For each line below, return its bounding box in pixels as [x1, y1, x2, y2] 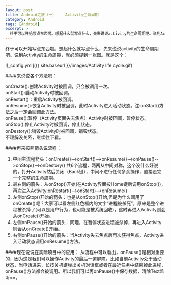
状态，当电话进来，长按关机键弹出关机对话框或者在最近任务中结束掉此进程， [5, 262, 166, 268]
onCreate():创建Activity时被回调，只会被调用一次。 [5, 83, 112, 89]
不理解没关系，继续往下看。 [5, 134, 64, 140]
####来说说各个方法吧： [5, 73, 57, 79]
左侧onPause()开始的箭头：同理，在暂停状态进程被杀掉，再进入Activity [12, 219, 162, 225]
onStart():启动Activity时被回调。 [5, 90, 73, 96]
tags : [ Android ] [5, 21, 40, 27]
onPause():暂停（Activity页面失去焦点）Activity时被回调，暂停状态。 [5, 115, 149, 121]
